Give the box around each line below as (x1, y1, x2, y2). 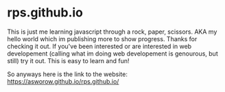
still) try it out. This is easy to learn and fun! (7, 56, 130, 65)
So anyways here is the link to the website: (7, 70, 128, 78)
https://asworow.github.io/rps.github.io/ (7, 77, 119, 85)
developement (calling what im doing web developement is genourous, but (7, 49, 218, 58)
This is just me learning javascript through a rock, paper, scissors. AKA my (7, 27, 217, 36)
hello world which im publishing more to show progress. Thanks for (7, 34, 198, 43)
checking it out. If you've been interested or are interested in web (7, 42, 192, 50)
